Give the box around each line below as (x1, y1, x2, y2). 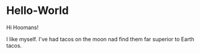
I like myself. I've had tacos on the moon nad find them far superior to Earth (6, 35, 195, 42)
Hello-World (6, 4, 69, 18)
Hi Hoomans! (6, 24, 39, 31)
